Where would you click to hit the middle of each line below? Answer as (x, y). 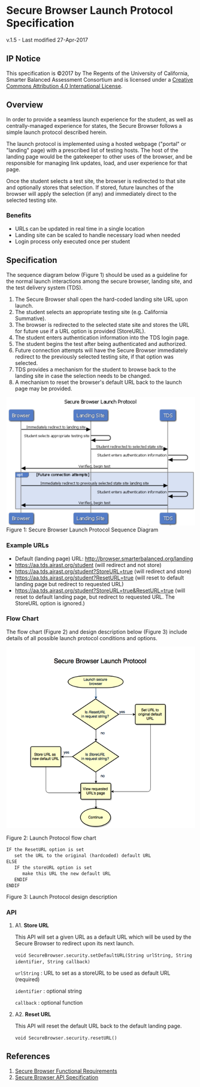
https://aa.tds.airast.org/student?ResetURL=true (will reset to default (99, 578)
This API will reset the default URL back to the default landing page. (98, 1026)
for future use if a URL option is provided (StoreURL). (80, 331)
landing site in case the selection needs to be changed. (83, 375)
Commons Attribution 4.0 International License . (64, 86)
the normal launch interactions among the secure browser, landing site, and (99, 281)
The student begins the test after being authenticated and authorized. (101, 344)
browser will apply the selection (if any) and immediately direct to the (91, 193)
